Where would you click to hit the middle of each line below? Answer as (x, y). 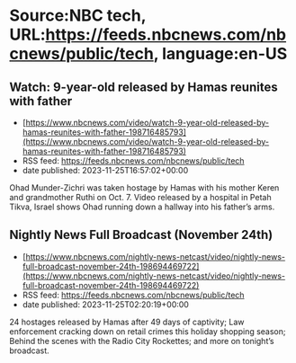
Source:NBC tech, (78, 16)
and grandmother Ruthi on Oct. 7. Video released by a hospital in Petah (140, 197)
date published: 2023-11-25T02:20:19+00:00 (105, 304)
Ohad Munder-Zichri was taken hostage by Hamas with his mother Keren (144, 188)
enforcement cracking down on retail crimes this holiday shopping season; (148, 331)
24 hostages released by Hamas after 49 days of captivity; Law (127, 322)
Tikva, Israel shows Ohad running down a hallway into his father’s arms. (142, 207)
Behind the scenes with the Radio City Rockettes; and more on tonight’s (142, 341)
